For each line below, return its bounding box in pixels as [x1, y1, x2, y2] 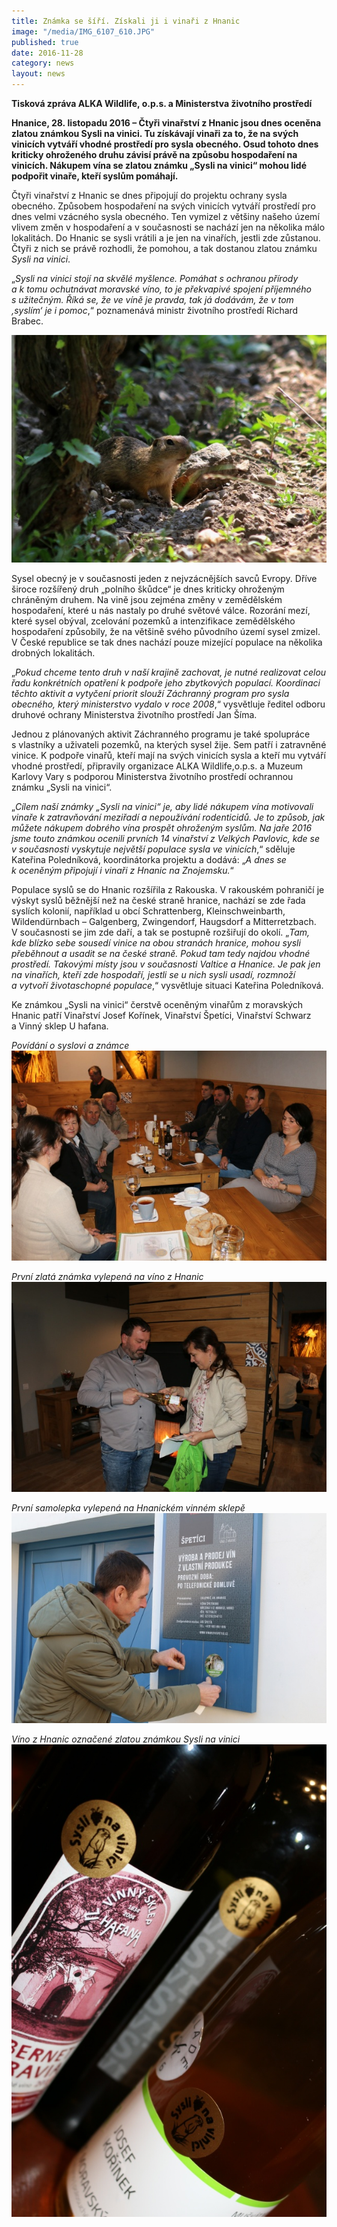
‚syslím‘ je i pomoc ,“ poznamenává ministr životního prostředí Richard [11, 305, 299, 316]
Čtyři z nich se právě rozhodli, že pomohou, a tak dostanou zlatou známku [11, 243, 318, 254]
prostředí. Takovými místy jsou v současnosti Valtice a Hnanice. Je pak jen [11, 958, 321, 970]
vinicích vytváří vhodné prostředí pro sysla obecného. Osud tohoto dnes [11, 138, 319, 150]
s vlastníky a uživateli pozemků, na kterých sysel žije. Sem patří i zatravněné [11, 738, 327, 750]
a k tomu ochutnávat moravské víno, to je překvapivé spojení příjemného [11, 283, 312, 295]
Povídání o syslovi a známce [11, 1039, 130, 1051]
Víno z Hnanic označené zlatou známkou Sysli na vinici [11, 1733, 241, 1745]
